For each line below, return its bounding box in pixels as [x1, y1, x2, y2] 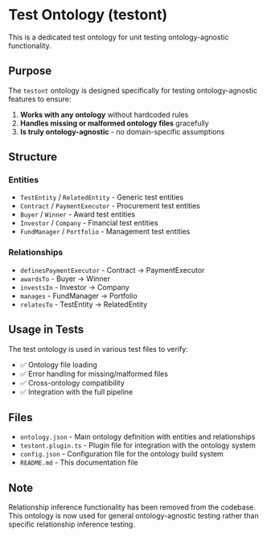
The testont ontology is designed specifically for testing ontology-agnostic [8, 85, 257, 95]
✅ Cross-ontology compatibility [19, 378, 125, 387]
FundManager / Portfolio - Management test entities [19, 227, 191, 237]
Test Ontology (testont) [8, 6, 168, 24]
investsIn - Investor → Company [19, 282, 130, 291]
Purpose [8, 64, 52, 78]
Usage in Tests [8, 323, 84, 337]
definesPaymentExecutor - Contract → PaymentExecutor [19, 265, 205, 275]
